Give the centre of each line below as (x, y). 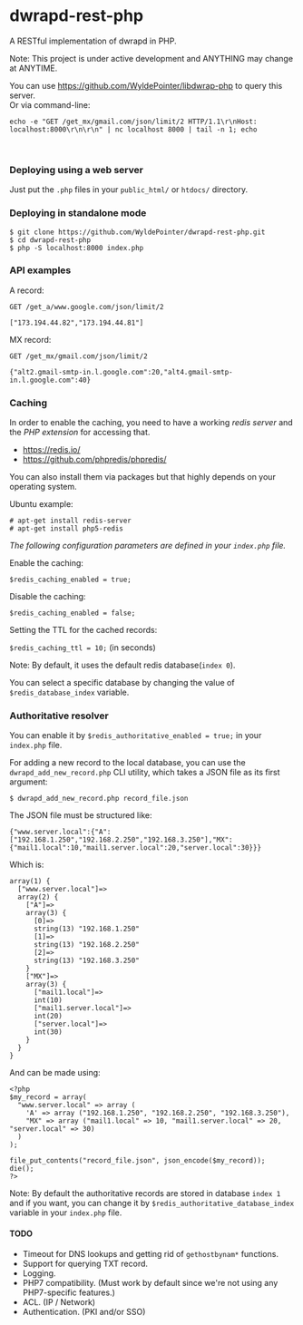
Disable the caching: (48, 597)
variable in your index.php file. (66, 1213)
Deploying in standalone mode (78, 213)
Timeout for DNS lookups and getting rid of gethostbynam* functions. (151, 1253)
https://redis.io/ (51, 450)
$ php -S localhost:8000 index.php (77, 248)
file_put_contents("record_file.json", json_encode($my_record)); (137, 1161)
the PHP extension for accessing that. (80, 433)
